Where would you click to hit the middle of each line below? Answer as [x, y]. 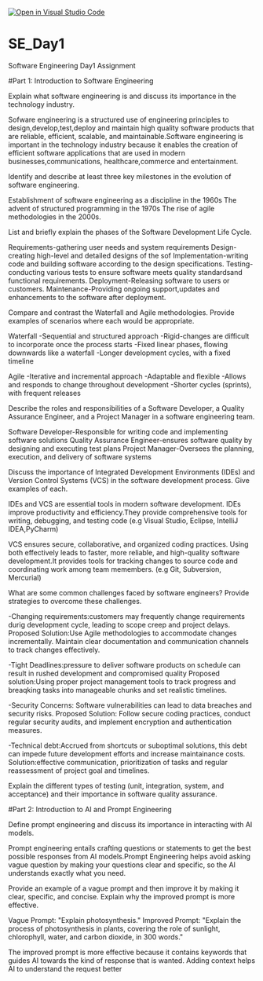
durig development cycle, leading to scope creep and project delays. [119, 624]
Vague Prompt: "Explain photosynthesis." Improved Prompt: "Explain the [125, 920]
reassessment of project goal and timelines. [79, 771]
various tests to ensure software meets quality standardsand [145, 272]
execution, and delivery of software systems [80, 456]
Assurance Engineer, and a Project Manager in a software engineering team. [131, 416]
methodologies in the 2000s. [55, 217]
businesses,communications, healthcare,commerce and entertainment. [123, 161]
